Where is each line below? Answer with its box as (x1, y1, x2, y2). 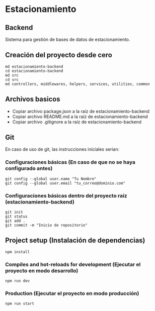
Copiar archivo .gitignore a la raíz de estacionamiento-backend (12, 118, 142, 125)
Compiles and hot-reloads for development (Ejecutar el (5, 261, 141, 268)
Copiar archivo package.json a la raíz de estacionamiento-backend (12, 108, 150, 114)
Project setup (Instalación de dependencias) (5, 236, 146, 245)
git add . (5, 218, 26, 223)
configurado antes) (5, 165, 53, 172)
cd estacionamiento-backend (5, 68, 64, 73)
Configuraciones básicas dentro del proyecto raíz (5, 192, 128, 199)
